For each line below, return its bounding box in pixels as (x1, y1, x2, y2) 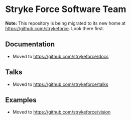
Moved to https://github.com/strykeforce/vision (12, 109, 111, 115)
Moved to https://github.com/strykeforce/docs (12, 53, 109, 59)
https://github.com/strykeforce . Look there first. (5, 25, 104, 31)
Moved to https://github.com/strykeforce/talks (12, 81, 108, 87)
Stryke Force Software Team (5, 4, 126, 15)
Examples (5, 95, 37, 104)
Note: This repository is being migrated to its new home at (5, 20, 126, 26)
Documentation (5, 40, 55, 49)
